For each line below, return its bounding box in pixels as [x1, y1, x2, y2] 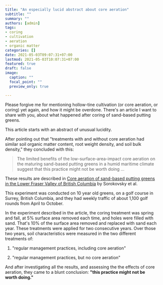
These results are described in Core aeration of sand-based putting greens [5, 176, 155, 181]
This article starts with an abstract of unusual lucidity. [5, 126, 113, 132]
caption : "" [9, 75, 34, 80]
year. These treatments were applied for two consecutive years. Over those [5, 225, 156, 231]
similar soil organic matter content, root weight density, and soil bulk [5, 141, 142, 147]
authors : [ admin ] [5, 20, 40, 26]
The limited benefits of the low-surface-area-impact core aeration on [16, 156, 155, 161]
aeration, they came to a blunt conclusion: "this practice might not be [5, 269, 146, 275]
